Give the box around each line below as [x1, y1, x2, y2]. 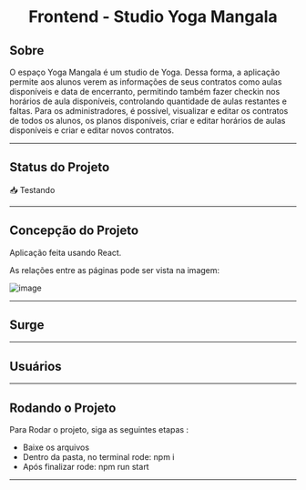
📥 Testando [9, 184, 56, 195]
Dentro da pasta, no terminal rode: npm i [22, 452, 175, 463]
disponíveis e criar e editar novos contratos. [9, 125, 175, 136]
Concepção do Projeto [9, 223, 139, 239]
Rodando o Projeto [9, 400, 117, 415]
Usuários [9, 358, 62, 374]
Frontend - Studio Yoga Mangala [28, 6, 278, 27]
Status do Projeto [9, 159, 110, 175]
